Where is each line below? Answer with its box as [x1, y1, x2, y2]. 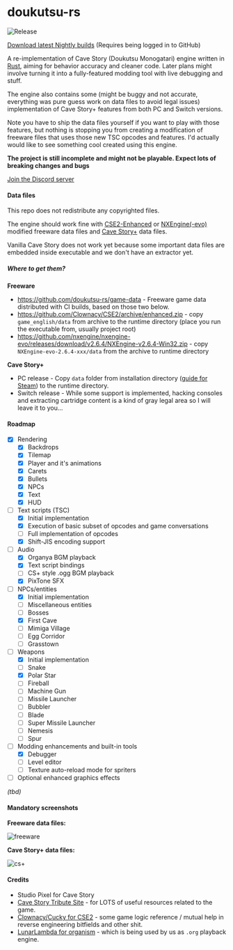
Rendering [17, 435, 47, 443]
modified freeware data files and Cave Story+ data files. [7, 227, 168, 236]
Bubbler [27, 703, 51, 711]
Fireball [27, 679, 49, 687]
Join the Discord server [7, 175, 74, 183]
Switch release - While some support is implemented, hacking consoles [17, 389, 223, 397]
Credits [7, 875, 29, 884]
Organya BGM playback [27, 553, 96, 562]
